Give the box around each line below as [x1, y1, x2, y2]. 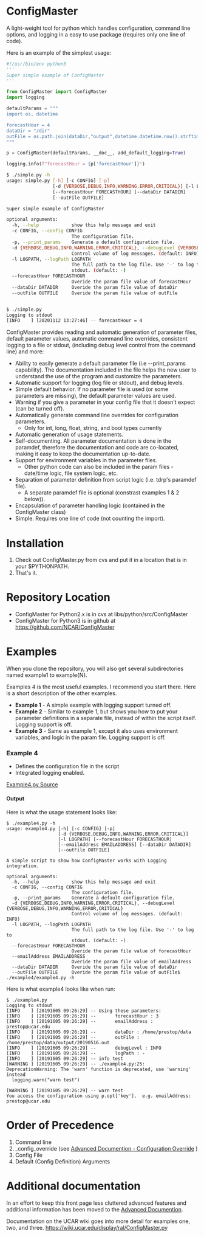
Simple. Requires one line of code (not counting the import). [15, 515, 165, 522]
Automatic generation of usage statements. [15, 431, 124, 438]
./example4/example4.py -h [6, 974, 75, 980]
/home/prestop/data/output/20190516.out [6, 1039, 110, 1045]
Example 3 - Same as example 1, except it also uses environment [15, 727, 178, 735]
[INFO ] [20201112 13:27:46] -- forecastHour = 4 [6, 317, 143, 324]
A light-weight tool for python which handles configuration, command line [6, 24, 191, 32]
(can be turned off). [15, 405, 65, 412]
